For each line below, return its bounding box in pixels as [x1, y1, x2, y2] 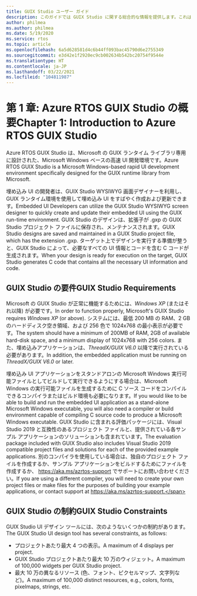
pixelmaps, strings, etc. [14, 583, 72, 590]
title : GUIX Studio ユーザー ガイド [6, 8, 90, 15]
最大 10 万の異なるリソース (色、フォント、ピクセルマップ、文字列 [14, 569, 175, 576]
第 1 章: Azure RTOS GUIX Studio [6, 101, 165, 115]
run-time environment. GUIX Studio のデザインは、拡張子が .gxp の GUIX [6, 216, 182, 224]
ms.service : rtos [6, 36, 49, 42]
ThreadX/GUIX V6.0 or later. [6, 358, 74, 365]
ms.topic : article [6, 42, 51, 48]
